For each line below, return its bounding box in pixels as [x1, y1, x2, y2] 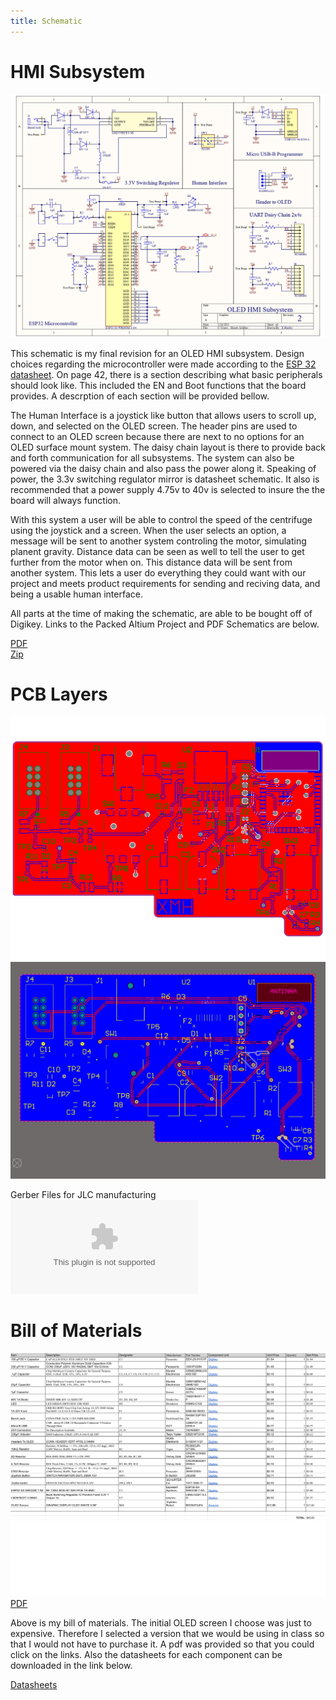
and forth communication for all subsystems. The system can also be [10, 451, 295, 464]
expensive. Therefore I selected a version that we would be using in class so [10, 1628, 325, 1640]
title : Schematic [10, 16, 83, 26]
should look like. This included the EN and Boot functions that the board [10, 379, 307, 391]
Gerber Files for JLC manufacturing [10, 1188, 157, 1200]
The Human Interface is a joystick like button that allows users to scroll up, [10, 409, 317, 421]
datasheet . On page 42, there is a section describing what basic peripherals [10, 368, 323, 380]
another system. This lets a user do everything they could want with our [10, 566, 307, 579]
